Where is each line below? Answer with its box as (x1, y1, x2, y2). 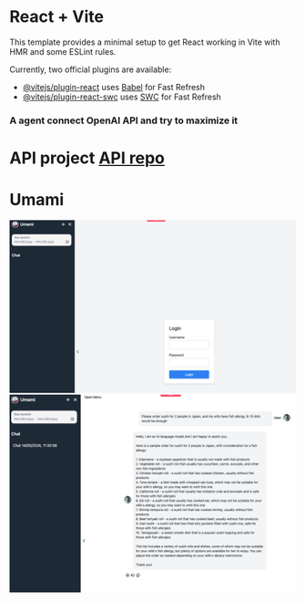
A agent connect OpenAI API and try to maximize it (9, 114, 239, 127)
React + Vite (9, 6, 105, 27)
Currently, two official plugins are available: (9, 64, 172, 75)
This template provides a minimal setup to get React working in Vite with (9, 36, 280, 47)
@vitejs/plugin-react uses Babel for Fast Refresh (22, 81, 206, 92)
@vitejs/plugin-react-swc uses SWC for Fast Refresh (22, 91, 221, 102)
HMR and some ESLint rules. (9, 46, 117, 57)
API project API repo (9, 148, 166, 169)
